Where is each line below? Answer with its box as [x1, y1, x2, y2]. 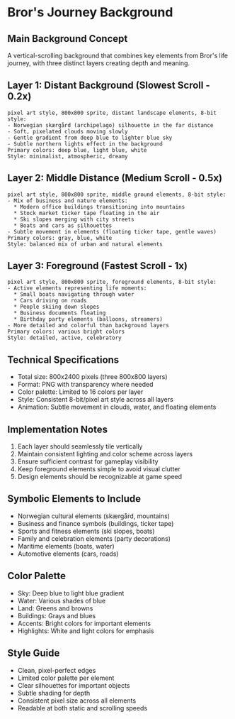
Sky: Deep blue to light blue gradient [17, 588, 125, 597]
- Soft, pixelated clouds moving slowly [7, 128, 129, 135]
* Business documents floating [13, 309, 106, 317]
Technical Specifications [7, 353, 120, 366]
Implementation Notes [7, 423, 108, 435]
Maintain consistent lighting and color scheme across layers [17, 450, 193, 459]
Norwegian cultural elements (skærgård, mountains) [17, 512, 170, 520]
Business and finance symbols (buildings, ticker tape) [17, 519, 174, 527]
